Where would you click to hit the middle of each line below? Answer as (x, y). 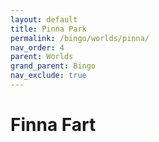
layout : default (44, 19)
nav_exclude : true (48, 76)
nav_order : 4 (37, 47)
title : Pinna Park (48, 29)
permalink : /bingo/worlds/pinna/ (80, 38)
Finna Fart (53, 125)
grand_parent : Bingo (53, 66)
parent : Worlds (42, 57)
